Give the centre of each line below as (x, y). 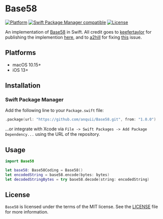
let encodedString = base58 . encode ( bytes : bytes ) (57, 175)
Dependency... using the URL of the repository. (53, 134)
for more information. (27, 212)
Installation (23, 85)
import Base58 (20, 162)
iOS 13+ (20, 70)
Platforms (21, 53)
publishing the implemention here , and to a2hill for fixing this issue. (74, 37)
